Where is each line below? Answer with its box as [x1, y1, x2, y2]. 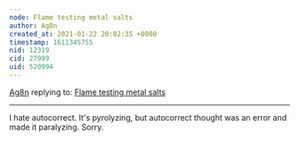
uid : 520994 [9, 63, 53, 72]
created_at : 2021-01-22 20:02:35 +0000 [9, 29, 158, 38]
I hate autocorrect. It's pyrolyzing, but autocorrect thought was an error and [9, 112, 287, 122]
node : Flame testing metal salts [9, 12, 133, 22]
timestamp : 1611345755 [9, 37, 93, 47]
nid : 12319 [9, 46, 50, 55]
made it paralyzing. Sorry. [9, 121, 104, 132]
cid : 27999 [9, 54, 50, 63]
